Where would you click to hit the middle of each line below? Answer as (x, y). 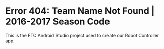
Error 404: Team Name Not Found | (80, 11)
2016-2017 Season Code (58, 21)
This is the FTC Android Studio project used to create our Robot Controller (82, 35)
